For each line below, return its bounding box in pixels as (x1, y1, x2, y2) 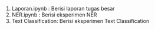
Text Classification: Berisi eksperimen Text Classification (11, 18, 150, 24)
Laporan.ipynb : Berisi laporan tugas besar (11, 5, 115, 12)
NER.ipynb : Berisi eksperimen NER (11, 11, 97, 18)
